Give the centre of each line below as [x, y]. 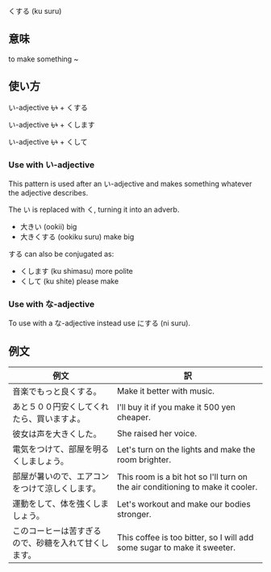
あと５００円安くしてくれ [61, 407]
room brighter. [144, 460]
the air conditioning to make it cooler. [187, 487]
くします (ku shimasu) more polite [76, 271]
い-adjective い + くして [48, 141]
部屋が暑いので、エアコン [61, 477]
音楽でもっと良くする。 [57, 392]
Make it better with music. [166, 391]
